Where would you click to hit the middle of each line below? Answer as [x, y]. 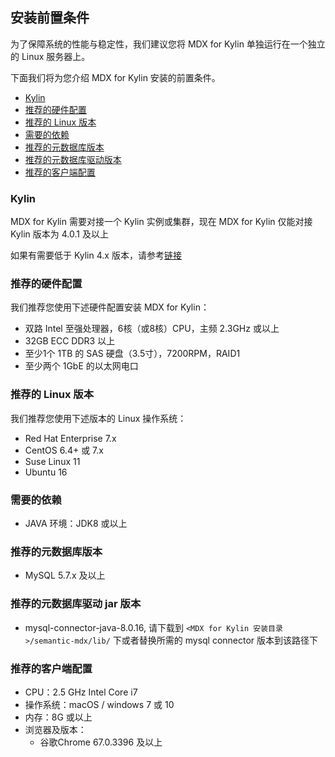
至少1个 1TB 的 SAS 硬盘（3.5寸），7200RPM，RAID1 [132, 354]
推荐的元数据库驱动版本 [73, 159]
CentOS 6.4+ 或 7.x [64, 450]
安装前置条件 [50, 18]
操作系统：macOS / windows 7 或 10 [99, 704]
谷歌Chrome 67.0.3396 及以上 [101, 742]
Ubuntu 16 [46, 472]
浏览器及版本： [55, 729]
